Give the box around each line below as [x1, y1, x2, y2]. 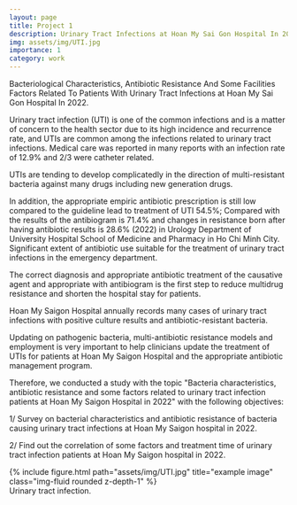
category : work [9, 54, 65, 63]
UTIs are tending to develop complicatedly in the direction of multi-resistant [9, 169, 285, 180]
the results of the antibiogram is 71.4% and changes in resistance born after [9, 214, 286, 225]
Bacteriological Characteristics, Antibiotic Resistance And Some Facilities [9, 79, 276, 89]
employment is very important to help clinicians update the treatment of [9, 342, 270, 352]
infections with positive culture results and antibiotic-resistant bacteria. [9, 315, 268, 325]
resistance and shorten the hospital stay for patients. [9, 289, 202, 299]
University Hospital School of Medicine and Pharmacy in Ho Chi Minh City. [9, 234, 280, 244]
